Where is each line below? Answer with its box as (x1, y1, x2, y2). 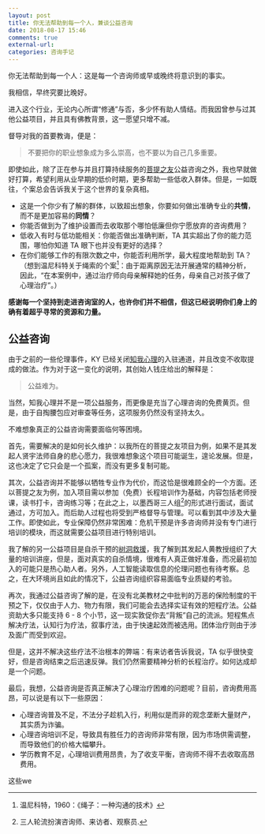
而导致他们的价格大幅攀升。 (19, 739, 110, 750)
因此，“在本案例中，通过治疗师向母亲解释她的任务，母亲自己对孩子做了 (19, 270, 251, 280)
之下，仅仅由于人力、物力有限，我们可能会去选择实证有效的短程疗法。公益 (14, 600, 257, 610)
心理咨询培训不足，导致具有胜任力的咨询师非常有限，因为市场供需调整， (19, 730, 255, 739)
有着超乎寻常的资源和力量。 (14, 307, 105, 316)
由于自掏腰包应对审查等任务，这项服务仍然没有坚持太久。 (21, 408, 209, 417)
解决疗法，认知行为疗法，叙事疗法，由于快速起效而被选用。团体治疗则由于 (8, 620, 250, 630)
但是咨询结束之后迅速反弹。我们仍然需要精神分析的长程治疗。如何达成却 (21, 656, 257, 667)
